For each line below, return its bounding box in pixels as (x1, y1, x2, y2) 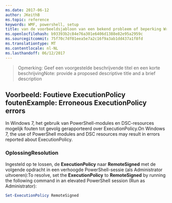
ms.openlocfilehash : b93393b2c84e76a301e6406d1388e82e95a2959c (5, 31, 143, 36)
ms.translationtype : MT (5, 41, 56, 46)
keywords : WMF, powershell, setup (5, 22, 79, 27)
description (17, 76, 42, 82)
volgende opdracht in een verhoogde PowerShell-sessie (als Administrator (5, 167, 163, 173)
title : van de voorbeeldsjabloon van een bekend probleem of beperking (5, 27, 161, 32)
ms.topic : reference (5, 17, 50, 22)
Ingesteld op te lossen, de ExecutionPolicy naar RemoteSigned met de (5, 161, 156, 167)
